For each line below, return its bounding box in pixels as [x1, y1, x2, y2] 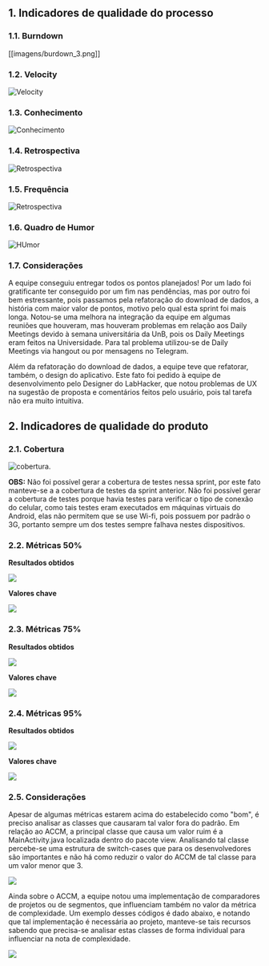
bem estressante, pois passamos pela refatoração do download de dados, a [8, 295, 259, 305]
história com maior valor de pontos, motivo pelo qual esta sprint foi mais [8, 304, 247, 314]
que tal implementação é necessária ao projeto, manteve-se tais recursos [8, 917, 251, 927]
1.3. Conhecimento [8, 107, 83, 118]
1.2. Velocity [8, 68, 58, 79]
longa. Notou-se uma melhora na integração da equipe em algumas [8, 312, 231, 322]
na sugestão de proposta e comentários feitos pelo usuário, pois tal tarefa [8, 388, 252, 397]
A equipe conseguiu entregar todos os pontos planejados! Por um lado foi [8, 278, 251, 288]
